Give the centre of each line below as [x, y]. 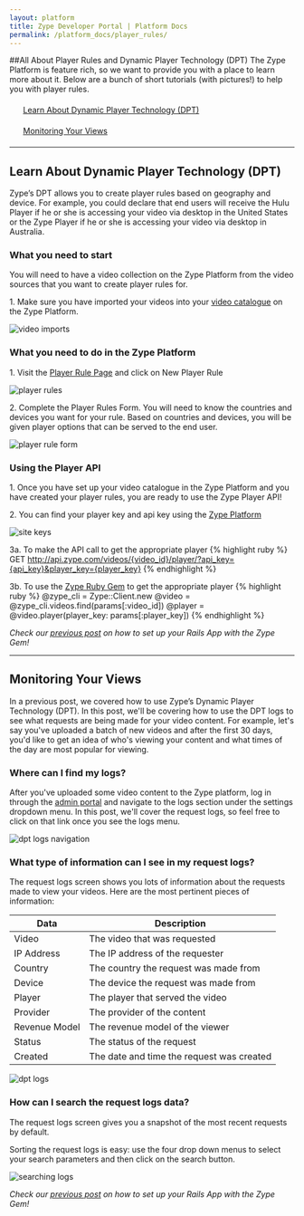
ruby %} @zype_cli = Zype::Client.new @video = [100, 596]
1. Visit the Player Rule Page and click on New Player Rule [116, 372]
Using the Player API [55, 467]
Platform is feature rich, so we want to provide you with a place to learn [142, 70]
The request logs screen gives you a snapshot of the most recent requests [148, 1122]
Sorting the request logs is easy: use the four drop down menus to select [145, 1149]
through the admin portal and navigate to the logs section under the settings [152, 802]
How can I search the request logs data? [100, 1103]
